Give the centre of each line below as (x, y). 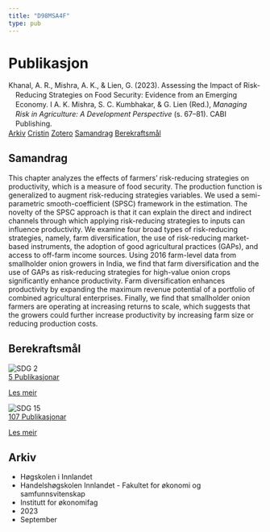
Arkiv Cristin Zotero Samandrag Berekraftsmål (85, 133)
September (39, 520)
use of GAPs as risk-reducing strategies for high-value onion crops (120, 272)
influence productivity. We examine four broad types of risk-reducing (123, 229)
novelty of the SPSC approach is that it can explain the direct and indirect (130, 212)
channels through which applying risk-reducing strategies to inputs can (127, 220)
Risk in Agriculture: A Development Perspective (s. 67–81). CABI (121, 114)
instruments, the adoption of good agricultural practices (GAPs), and (145, 246)
